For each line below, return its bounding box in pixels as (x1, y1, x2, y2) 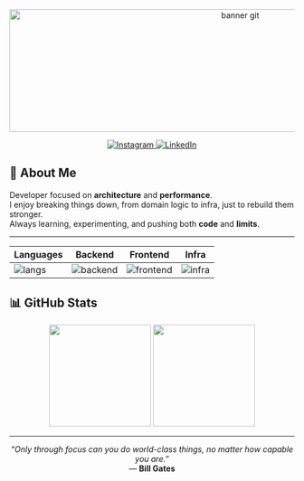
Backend (75, 248, 115, 260)
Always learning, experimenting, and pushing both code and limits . (9, 218, 261, 229)
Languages (14, 248, 63, 260)
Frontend (129, 248, 170, 260)
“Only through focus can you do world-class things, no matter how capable (10, 443, 294, 455)
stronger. (9, 208, 43, 220)
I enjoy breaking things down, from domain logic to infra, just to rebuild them (9, 199, 294, 210)
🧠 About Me (9, 165, 77, 181)
